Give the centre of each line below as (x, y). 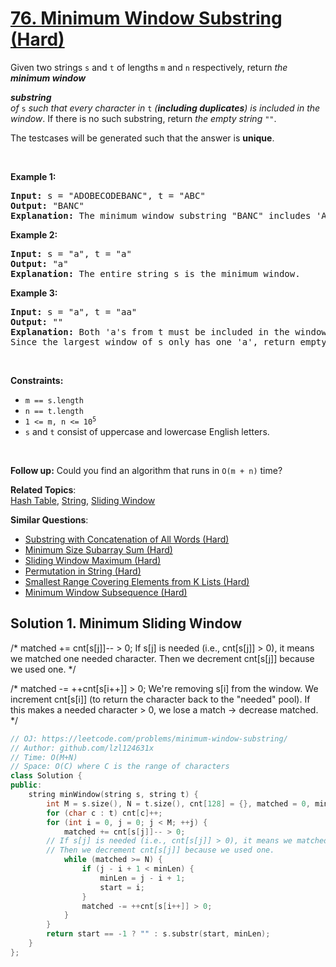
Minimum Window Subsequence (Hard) (106, 592)
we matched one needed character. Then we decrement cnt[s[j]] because (162, 658)
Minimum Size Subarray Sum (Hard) (98, 549)
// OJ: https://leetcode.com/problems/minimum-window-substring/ (149, 738)
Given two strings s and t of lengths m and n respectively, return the (149, 67)
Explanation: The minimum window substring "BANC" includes (161, 215)
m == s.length (54, 400)
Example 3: (34, 293)
